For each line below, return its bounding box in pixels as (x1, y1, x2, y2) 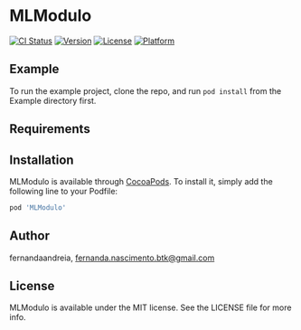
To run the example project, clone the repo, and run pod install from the (9, 85, 282, 96)
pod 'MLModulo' (9, 203, 67, 212)
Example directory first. (9, 95, 97, 106)
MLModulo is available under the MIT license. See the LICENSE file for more (9, 302, 292, 313)
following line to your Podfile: (9, 185, 118, 196)
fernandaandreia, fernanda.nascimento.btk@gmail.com (9, 252, 215, 263)
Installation (9, 152, 74, 167)
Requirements (9, 121, 90, 137)
